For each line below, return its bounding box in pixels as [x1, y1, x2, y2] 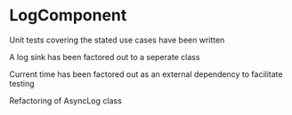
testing [9, 78, 35, 88]
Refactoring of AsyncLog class [9, 95, 122, 106]
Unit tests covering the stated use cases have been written [9, 34, 225, 45]
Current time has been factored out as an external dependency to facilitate [9, 68, 283, 80]
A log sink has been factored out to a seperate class [9, 51, 200, 62]
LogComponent [9, 5, 127, 26]
